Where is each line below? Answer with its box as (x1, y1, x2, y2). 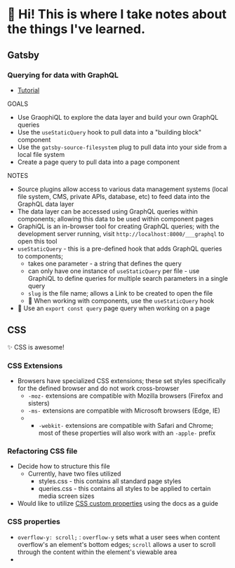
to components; (17, 251, 63, 260)
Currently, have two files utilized (27, 469, 121, 478)
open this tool (17, 237, 58, 245)
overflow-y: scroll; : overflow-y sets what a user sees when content (17, 532, 220, 541)
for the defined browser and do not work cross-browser (17, 384, 180, 392)
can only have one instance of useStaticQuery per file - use (27, 266, 200, 275)
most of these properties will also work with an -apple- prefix (38, 429, 216, 437)
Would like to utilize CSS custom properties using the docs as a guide (17, 499, 219, 508)
